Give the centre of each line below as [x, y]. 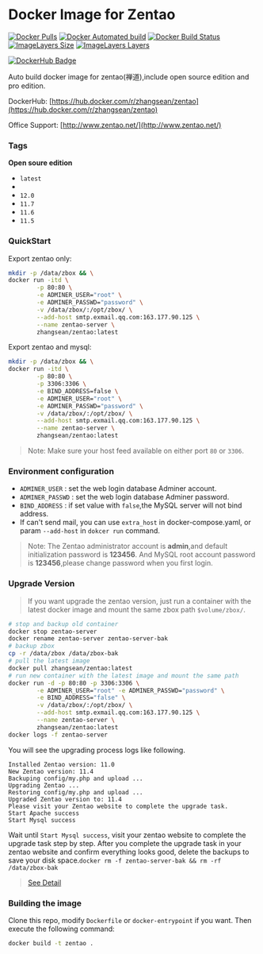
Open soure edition [40, 163]
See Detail [44, 883]
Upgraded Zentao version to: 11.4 [65, 799]
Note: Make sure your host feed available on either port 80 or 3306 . [135, 451]
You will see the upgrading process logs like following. [97, 750]
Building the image [45, 903]
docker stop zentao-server [53, 631]
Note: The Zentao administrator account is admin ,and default [128, 547]
